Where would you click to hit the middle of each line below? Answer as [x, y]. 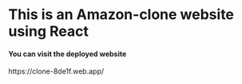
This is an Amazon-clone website [121, 15]
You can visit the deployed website [67, 54]
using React [49, 31]
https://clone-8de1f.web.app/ [56, 71]
